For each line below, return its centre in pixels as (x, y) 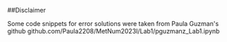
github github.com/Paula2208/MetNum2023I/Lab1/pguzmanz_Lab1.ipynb (114, 31)
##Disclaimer (26, 10)
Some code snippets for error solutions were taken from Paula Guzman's (113, 23)
